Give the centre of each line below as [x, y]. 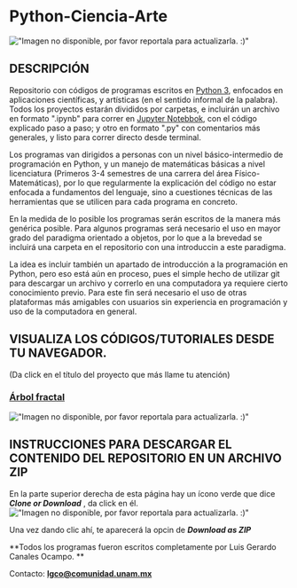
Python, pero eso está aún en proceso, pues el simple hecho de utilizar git [145, 273]
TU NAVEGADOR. [58, 353]
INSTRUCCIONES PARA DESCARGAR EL [121, 445]
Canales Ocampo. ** [47, 556]
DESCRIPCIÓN [50, 69]
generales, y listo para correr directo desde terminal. [105, 137]
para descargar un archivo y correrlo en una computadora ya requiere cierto [148, 283]
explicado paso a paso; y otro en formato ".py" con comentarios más [135, 128]
